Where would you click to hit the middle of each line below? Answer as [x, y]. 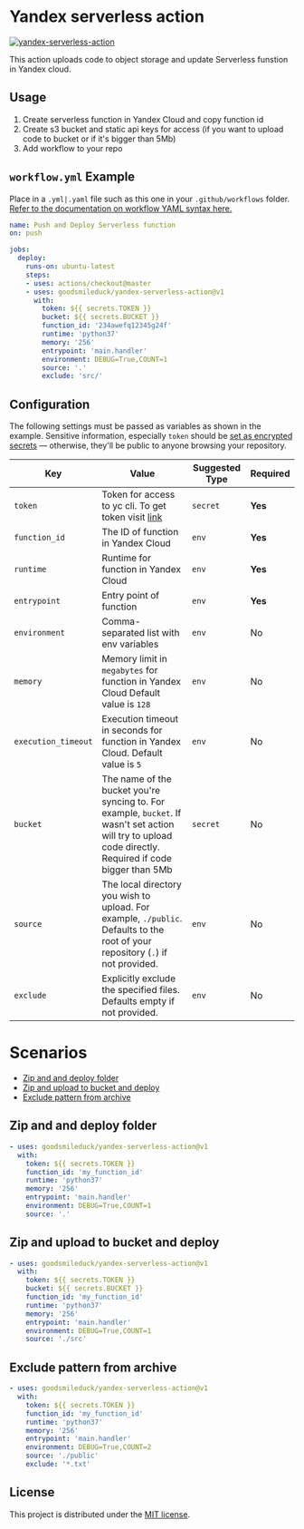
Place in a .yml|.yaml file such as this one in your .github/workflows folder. [150, 199]
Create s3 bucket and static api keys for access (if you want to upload [153, 129]
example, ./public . [142, 919]
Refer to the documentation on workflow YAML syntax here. [121, 208]
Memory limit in [134, 659]
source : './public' [62, 1456]
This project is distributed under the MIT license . [100, 1514]
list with [163, 633]
